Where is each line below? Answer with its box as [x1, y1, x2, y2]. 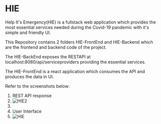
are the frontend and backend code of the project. [5, 44, 107, 50]
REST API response [12, 93, 52, 99]
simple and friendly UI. [5, 29, 51, 35]
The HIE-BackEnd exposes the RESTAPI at [5, 53, 91, 59]
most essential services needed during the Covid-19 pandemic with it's [5, 24, 149, 30]
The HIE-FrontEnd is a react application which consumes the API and [5, 68, 145, 74]
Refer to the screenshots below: [5, 83, 70, 89]
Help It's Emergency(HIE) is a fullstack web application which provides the [5, 19, 156, 25]
